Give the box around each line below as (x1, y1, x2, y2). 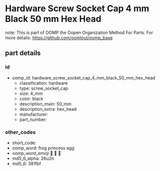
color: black (19, 96, 44, 101)
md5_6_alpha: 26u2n (12, 155, 54, 161)
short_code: (12, 140, 37, 146)
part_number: (19, 116, 47, 122)
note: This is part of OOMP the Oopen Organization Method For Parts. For (5, 29, 153, 35)
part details (5, 49, 41, 57)
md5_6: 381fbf (12, 160, 42, 167)
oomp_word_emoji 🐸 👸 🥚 (12, 150, 61, 156)
